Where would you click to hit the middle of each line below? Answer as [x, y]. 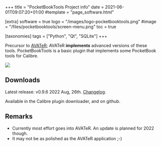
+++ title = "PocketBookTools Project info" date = [54, 7]
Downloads [23, 80]
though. [20, 133]
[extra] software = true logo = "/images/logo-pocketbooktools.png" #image [81, 22]
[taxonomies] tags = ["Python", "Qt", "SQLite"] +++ [56, 36]
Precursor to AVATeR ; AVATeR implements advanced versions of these [76, 45]
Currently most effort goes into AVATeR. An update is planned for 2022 [83, 128]
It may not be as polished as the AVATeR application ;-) [67, 138]
